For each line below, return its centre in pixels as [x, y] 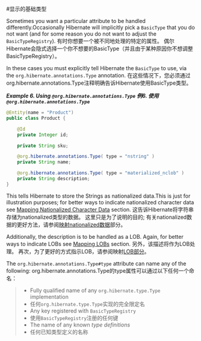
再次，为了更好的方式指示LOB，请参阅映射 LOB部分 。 [84, 251]
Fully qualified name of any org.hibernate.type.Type [95, 290]
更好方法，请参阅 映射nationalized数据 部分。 [71, 224]
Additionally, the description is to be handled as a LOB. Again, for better [95, 236]
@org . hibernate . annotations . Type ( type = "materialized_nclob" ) [101, 173]
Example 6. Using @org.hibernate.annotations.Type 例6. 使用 [83, 96]
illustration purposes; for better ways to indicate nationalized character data [100, 202]
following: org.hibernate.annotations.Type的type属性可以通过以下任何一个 [98, 270]
